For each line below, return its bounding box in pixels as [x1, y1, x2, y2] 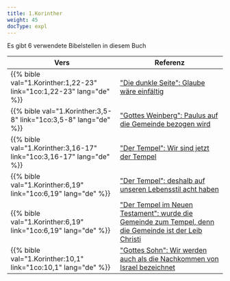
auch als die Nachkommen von [119, 254, 219, 264]
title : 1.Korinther [7, 10, 63, 17]
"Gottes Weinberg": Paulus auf [119, 111, 218, 120]
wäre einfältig [119, 87, 164, 96]
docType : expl [7, 23, 48, 30]
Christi [119, 234, 142, 244]
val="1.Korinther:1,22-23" [10, 78, 97, 88]
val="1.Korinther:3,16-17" [10, 144, 97, 153]
